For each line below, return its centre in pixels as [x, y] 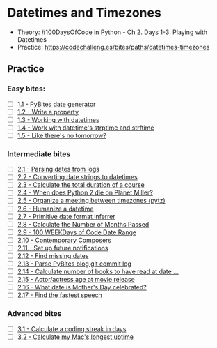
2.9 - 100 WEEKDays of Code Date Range [77, 232]
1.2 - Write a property [48, 112]
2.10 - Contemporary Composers [64, 240]
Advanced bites [34, 314]
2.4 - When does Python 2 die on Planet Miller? [85, 192]
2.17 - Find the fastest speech [59, 295]
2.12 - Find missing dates [53, 255]
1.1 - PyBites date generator [56, 104]
